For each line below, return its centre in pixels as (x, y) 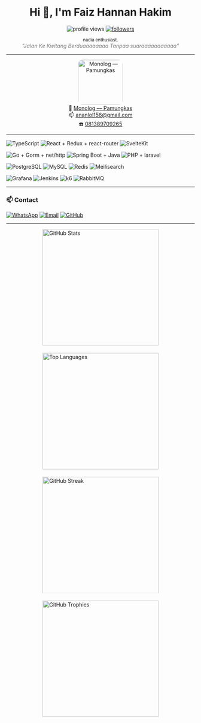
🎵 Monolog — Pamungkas (100, 108)
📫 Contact (22, 199)
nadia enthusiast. (100, 40)
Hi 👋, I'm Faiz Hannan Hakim (100, 12)
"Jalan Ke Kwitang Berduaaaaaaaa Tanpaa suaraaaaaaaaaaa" (100, 46)
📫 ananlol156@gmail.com (100, 115)
